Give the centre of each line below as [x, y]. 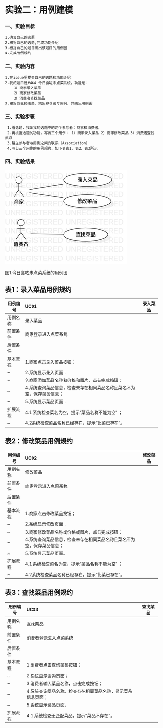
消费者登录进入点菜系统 [50, 638]
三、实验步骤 [20, 116]
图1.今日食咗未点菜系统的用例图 [36, 273]
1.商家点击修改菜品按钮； [50, 513]
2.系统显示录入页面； [46, 372]
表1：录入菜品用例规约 [38, 289]
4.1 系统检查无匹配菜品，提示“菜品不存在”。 [71, 715]
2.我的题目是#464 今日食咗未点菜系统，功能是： [47, 83]
